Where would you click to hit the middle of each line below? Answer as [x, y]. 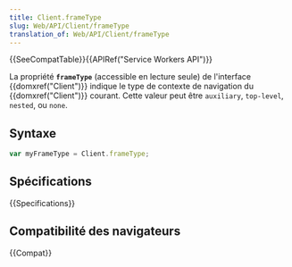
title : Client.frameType [55, 17]
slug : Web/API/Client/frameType [69, 26]
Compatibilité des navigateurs [95, 232]
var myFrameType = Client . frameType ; [79, 154]
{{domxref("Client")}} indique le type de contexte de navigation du [132, 87]
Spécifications [50, 182]
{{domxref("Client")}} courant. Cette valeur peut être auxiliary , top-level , [146, 96]
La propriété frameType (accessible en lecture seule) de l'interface [130, 77]
